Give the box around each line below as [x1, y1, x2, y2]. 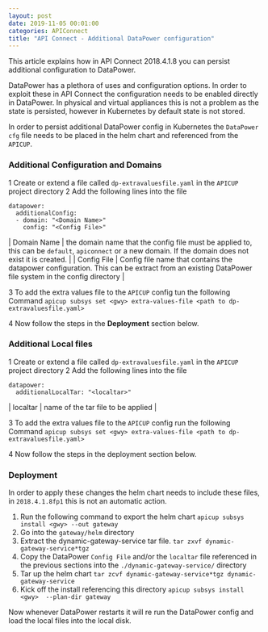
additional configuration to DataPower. [8, 65, 136, 75]
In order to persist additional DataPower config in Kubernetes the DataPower [8, 122, 259, 132]
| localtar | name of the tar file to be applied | [8, 402, 157, 412]
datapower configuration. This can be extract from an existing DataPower [8, 263, 253, 273]
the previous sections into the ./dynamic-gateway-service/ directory [19, 560, 247, 570]
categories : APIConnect [8, 27, 89, 35]
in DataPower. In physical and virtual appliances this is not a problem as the [8, 98, 260, 107]
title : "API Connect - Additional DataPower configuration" [8, 34, 216, 43]
